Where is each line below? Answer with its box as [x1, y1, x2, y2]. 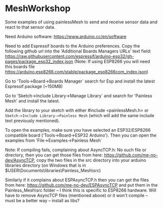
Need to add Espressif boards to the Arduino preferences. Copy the [5, 43, 140, 49]
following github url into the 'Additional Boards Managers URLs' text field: [5, 48, 151, 54]
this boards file [5, 64, 35, 69]
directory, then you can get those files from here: [5, 152, 103, 158]
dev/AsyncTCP [5, 157, 34, 163]
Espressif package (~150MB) [5, 83, 63, 89]
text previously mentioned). [5, 118, 60, 123]
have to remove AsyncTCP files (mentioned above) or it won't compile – [5, 192, 148, 198]
